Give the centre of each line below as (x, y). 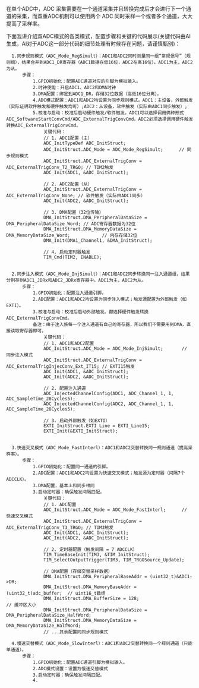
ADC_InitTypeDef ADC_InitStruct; (85, 143)
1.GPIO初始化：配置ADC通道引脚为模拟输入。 (80, 662)
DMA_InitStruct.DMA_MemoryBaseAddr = (90, 587)
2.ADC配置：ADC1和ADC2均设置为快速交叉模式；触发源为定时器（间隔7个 (109, 473)
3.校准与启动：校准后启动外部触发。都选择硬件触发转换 (91, 312)
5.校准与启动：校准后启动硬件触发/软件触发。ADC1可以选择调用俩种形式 (108, 113)
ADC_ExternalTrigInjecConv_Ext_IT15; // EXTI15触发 (70, 367)
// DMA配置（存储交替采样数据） (78, 572)
